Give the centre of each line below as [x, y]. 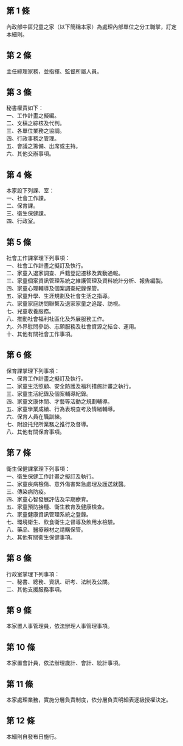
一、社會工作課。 [28, 198]
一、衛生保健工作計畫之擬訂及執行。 [52, 476]
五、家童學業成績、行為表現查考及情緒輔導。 [62, 409]
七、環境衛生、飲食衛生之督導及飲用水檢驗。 [62, 522]
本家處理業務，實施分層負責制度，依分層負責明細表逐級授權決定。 [89, 700]
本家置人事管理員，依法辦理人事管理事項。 [60, 626]
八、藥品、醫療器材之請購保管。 [46, 529]
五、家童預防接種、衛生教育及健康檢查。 [57, 507]
